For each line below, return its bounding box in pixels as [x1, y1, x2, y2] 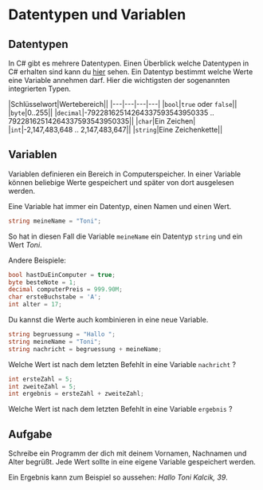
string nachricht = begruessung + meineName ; [8, 345, 162, 353]
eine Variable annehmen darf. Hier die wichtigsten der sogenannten [8, 76, 230, 85]
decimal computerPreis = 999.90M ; [8, 286, 124, 294]
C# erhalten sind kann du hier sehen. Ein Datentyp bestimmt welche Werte [8, 67, 253, 77]
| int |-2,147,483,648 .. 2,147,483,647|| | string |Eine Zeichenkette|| [8, 125, 223, 134]
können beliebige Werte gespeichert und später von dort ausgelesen [8, 177, 234, 187]
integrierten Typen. [8, 84, 72, 93]
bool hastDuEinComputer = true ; [8, 271, 116, 279]
